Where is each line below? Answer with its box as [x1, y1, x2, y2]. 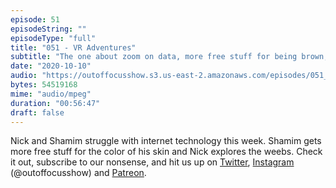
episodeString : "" [10, 24, 87, 34]
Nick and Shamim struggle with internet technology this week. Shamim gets [10, 135, 322, 147]
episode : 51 [10, 14, 60, 25]
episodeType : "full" [10, 33, 97, 43]
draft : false [10, 107, 65, 118]
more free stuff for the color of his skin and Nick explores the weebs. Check [10, 146, 323, 158]
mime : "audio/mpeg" [10, 89, 92, 99]
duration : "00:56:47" [10, 98, 101, 108]
